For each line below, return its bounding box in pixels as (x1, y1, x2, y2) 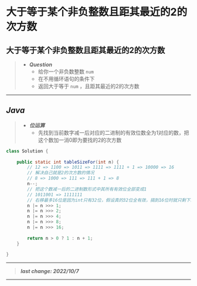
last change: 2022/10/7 (20, 268, 79, 275)
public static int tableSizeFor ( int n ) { (16, 159, 119, 165)
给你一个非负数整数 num (38, 68, 94, 75)
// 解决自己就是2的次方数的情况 (27, 170, 95, 176)
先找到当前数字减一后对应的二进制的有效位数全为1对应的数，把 (38, 129, 189, 136)
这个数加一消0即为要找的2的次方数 (38, 136, 122, 144)
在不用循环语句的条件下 (38, 76, 95, 82)
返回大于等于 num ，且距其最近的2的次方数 (38, 83, 140, 90)
